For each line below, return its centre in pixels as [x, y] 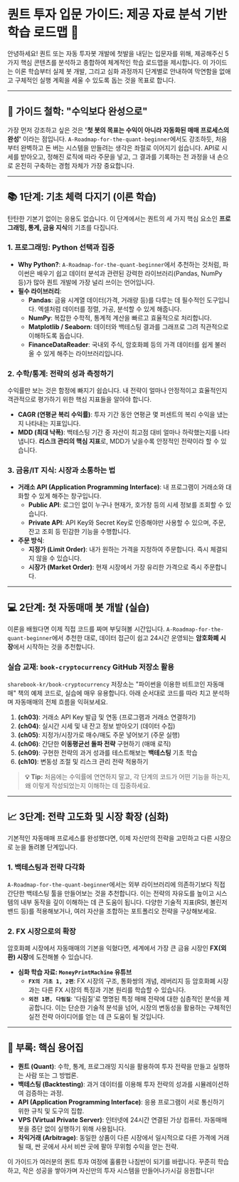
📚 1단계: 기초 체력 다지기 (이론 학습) [82, 197]
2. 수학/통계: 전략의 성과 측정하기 [60, 373]
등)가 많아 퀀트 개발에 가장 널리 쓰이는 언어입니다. [86, 282]
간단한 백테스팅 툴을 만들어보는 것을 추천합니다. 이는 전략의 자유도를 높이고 [111, 893]
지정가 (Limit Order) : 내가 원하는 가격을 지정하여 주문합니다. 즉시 [118, 550]
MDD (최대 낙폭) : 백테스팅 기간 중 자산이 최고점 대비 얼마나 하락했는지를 [117, 432]
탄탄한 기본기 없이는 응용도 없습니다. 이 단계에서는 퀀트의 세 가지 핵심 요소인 [113, 219]
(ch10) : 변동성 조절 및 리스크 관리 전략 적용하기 [83, 761]
